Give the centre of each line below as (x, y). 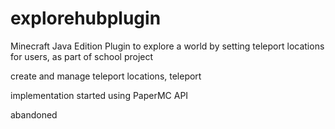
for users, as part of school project (82, 56)
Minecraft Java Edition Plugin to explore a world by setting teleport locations (167, 46)
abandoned (34, 114)
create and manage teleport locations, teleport (106, 76)
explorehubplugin (86, 18)
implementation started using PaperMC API (99, 95)
